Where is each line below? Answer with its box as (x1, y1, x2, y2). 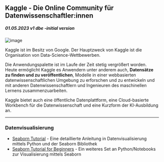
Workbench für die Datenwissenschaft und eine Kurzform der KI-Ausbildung (5, 102, 159, 108)
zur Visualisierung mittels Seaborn (12, 151, 82, 157)
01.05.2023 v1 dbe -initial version (5, 25, 75, 31)
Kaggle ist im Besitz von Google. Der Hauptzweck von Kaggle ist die (5, 47, 143, 53)
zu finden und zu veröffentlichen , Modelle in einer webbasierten (5, 72, 136, 78)
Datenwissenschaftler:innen (5, 12, 94, 20)
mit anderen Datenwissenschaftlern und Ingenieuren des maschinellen (5, 83, 147, 89)
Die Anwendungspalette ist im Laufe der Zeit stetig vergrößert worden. (5, 62, 147, 68)
